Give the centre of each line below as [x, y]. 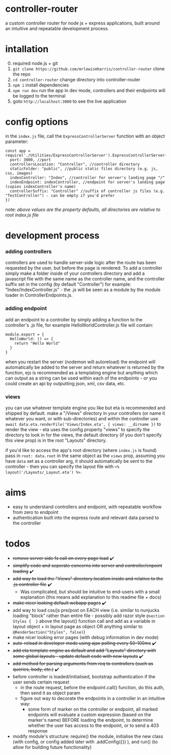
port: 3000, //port [31, 160]
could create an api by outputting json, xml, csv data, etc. [65, 383]
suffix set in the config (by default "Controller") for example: [68, 285]
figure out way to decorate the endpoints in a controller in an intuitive [93, 698]
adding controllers [28, 251]
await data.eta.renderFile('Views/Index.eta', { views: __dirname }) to [83, 424]
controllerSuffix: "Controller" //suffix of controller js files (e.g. [88, 191]
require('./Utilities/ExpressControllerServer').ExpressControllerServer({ [87, 155]
